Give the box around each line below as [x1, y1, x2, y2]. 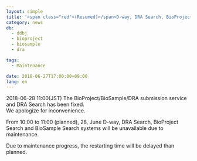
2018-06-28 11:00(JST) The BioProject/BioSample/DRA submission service [6, 95, 187, 102]
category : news [6, 19, 43, 25]
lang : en [6, 78, 28, 85]
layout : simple [6, 8, 43, 15]
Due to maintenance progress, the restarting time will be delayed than [6, 142, 175, 149]
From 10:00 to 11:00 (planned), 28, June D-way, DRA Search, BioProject [6, 118, 179, 126]
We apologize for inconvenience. [6, 107, 86, 114]
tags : [6, 57, 19, 63]
